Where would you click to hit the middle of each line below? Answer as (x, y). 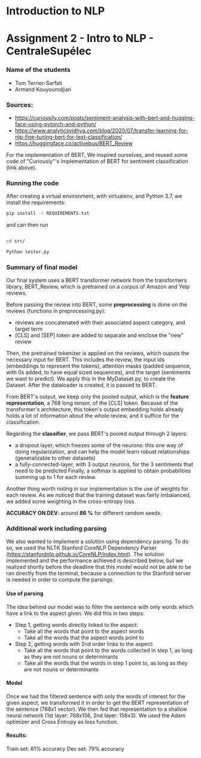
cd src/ (16, 241)
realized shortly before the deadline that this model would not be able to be (99, 567)
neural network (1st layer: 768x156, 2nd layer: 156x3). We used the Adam (96, 715)
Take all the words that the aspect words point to (84, 637)
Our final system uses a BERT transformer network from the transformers (97, 280)
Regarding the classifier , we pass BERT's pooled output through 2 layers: (97, 434)
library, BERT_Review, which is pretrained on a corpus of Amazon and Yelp (98, 287)
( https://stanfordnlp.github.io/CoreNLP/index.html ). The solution (85, 554)
